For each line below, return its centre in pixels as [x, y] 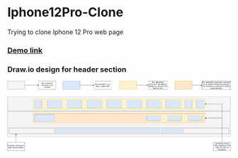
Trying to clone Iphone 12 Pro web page [66, 32]
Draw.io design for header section [67, 69]
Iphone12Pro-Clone [66, 12]
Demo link [25, 50]
